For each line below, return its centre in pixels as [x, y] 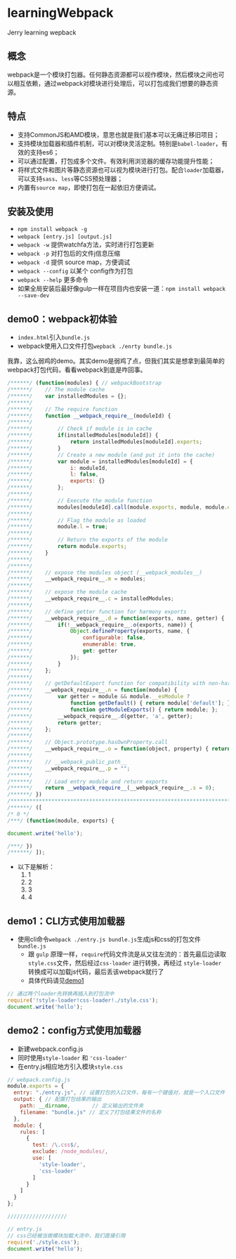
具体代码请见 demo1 [56, 981]
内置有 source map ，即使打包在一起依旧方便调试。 [88, 187]
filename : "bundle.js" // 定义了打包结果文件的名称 [91, 1112]
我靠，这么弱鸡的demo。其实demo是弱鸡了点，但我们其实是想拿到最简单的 [116, 361]
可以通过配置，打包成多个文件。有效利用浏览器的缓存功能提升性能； [116, 161]
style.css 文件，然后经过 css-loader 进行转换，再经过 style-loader [125, 963]
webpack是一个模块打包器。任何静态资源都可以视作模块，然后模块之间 [110, 74]
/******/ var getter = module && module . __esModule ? [99, 697]
